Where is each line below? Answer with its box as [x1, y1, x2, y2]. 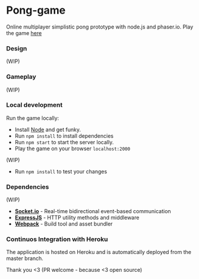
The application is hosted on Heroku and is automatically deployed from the [6, 249, 192, 256]
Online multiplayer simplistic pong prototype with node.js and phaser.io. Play [6, 23, 194, 30]
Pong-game [6, 4, 66, 17]
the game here [6, 29, 42, 36]
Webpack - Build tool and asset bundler [14, 220, 113, 227]
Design [6, 44, 27, 52]
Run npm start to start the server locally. [14, 138, 114, 145]
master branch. [6, 255, 43, 262]
